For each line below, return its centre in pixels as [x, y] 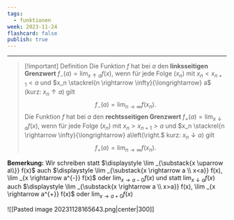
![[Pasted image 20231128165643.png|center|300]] [81, 210]
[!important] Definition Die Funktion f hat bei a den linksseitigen [116, 66]
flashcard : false [32, 33]
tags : [15, 14]
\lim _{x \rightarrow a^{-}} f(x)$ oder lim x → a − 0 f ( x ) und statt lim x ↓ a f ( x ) [111, 178]
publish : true [28, 40]
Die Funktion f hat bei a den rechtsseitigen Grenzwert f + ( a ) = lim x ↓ [123, 118]
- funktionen [32, 20]
